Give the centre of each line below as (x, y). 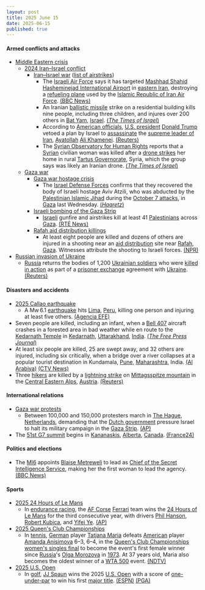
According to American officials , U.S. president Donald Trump (120, 127)
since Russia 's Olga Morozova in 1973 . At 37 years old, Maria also (106, 555)
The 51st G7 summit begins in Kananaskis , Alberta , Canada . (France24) (105, 434)
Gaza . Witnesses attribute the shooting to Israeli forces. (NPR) (120, 250)
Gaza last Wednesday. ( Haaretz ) (83, 204)
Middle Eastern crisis (41, 62)
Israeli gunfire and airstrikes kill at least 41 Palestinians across (120, 218)
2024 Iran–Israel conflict (55, 68)
